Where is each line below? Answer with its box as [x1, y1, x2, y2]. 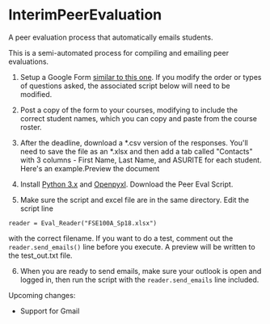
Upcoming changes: [8, 290, 76, 300]
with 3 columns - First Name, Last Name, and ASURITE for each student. [19, 155, 262, 165]
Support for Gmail [19, 305, 80, 316]
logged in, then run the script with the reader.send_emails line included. [19, 275, 259, 284]
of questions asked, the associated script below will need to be [19, 81, 230, 90]
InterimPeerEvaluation [8, 6, 162, 24]
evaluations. [8, 57, 49, 66]
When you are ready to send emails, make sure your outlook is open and [19, 266, 262, 276]
